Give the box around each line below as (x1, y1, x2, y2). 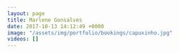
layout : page (7, 10, 45, 17)
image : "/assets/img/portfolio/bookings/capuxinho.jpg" (7, 29, 173, 36)
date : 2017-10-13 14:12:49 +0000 (7, 23, 104, 30)
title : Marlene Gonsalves (7, 17, 82, 23)
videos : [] (7, 36, 39, 43)
